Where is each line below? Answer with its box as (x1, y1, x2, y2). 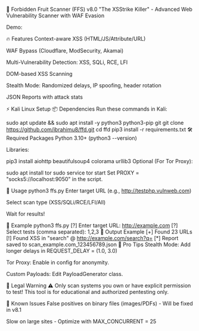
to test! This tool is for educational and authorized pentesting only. (6, 289, 169, 295)
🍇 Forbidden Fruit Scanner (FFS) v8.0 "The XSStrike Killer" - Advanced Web (6, 6, 192, 13)
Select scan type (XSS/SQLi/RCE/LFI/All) (6, 199, 106, 206)
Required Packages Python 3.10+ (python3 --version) (6, 134, 137, 142)
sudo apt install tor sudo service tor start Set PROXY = (6, 169, 139, 176)
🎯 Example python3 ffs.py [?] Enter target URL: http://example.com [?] (6, 222, 178, 229)
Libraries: (6, 146, 30, 153)
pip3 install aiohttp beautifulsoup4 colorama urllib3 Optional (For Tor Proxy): (6, 158, 193, 164)
